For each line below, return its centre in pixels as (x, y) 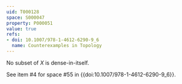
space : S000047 (26, 18)
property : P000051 (30, 23)
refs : (13, 34)
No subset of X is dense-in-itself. (48, 63)
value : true (21, 29)
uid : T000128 (23, 12)
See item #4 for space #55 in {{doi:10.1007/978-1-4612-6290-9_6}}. (91, 74)
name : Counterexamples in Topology (57, 46)
